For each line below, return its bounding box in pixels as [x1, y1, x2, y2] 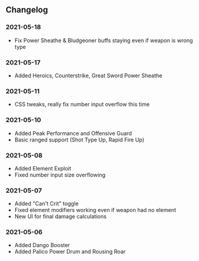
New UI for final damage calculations [14, 213, 107, 220]
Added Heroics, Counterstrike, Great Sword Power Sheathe [14, 72, 163, 79]
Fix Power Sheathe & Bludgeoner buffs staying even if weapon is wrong [14, 36, 193, 44]
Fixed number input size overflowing [14, 171, 106, 178]
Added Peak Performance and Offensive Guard [14, 129, 132, 137]
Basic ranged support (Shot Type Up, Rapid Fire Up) [14, 136, 145, 143]
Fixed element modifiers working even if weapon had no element [14, 207, 177, 214]
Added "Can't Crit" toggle [14, 200, 79, 207]
